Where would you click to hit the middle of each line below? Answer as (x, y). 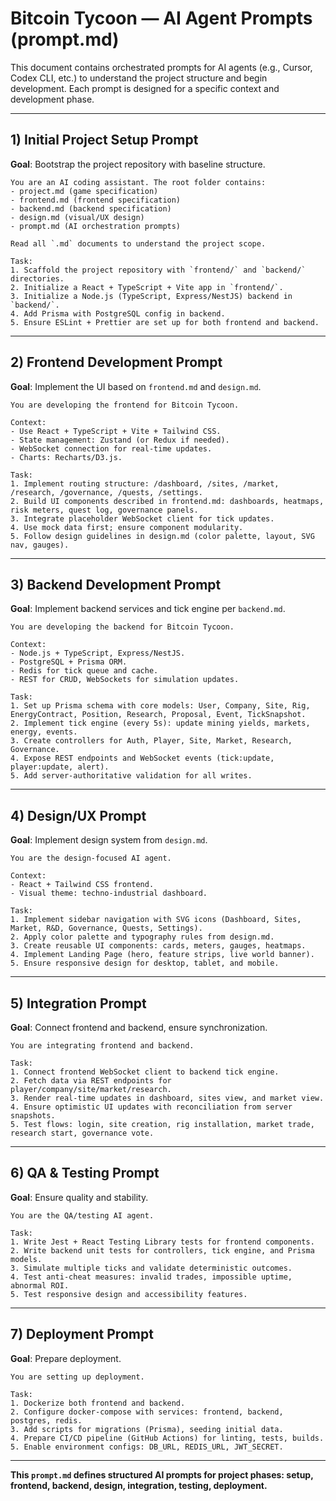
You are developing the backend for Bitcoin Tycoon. (122, 627)
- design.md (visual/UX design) (77, 217)
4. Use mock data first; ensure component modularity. (127, 527)
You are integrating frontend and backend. (102, 1046)
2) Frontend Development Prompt (116, 362)
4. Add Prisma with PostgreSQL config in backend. (118, 313)
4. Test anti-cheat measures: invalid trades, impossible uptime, (151, 1277)
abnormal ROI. (40, 1285)
